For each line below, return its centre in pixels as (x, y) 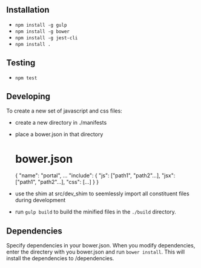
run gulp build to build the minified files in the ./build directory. (96, 212)
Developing (28, 96)
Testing (21, 63)
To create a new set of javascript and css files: (64, 111)
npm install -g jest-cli (46, 38)
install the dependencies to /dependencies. (60, 258)
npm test (26, 78)
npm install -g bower (42, 31)
